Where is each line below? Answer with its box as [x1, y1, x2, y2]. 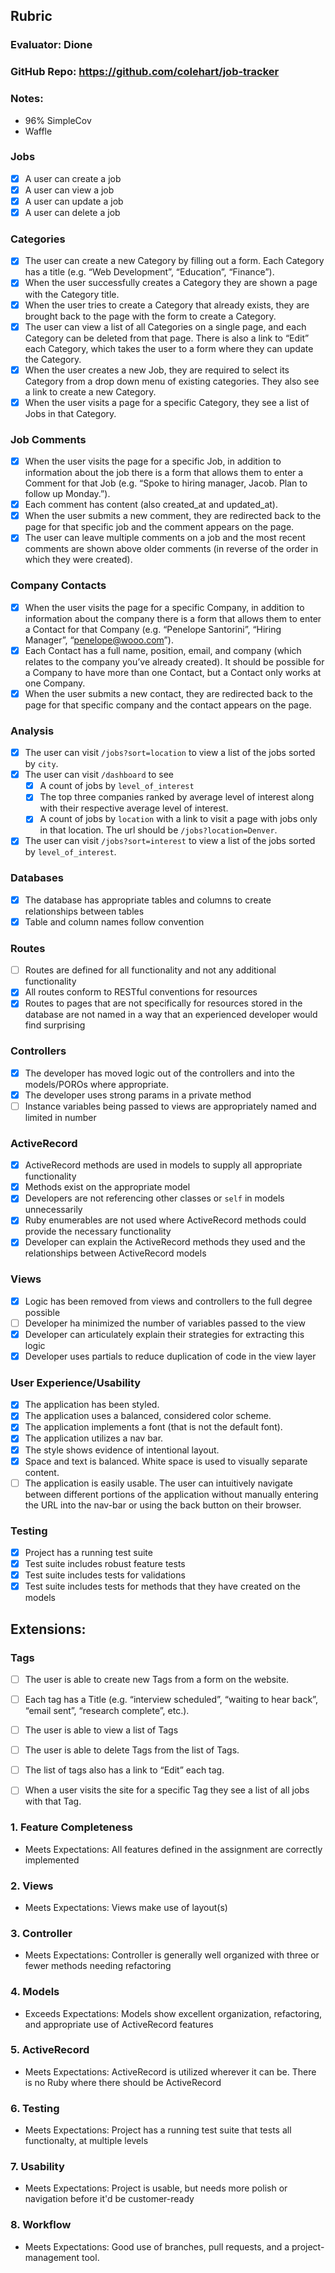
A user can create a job [24, 172, 122, 184]
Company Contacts [10, 579, 107, 593]
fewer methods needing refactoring [24, 1960, 172, 1972]
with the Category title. [24, 288, 120, 300]
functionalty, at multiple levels [24, 2135, 149, 2147]
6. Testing [10, 2101, 60, 2115]
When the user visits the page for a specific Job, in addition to [24, 455, 282, 468]
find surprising [24, 1019, 86, 1031]
